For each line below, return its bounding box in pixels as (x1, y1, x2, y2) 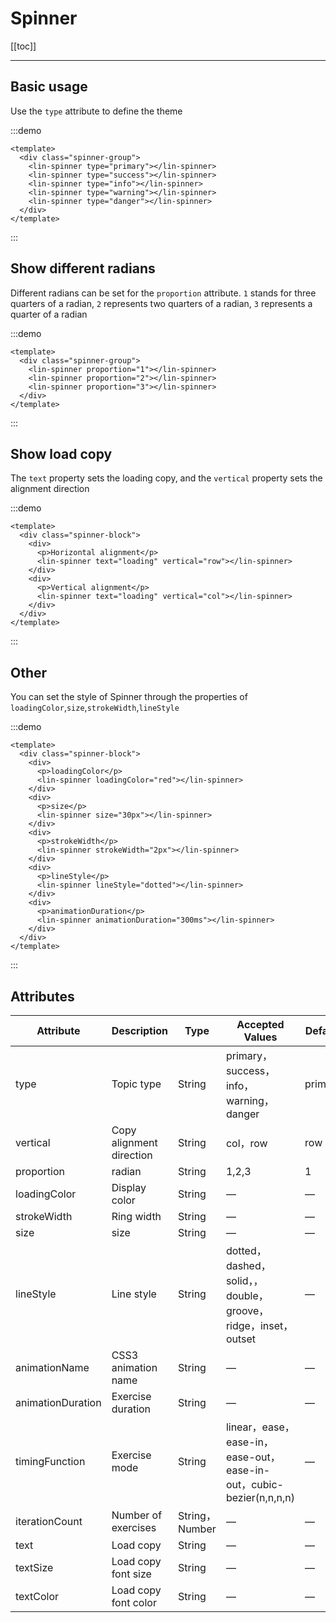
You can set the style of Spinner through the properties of (10, 691, 248, 703)
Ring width (111, 1210, 162, 1223)
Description (111, 1024, 169, 1037)
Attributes (10, 988, 75, 1005)
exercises (111, 1521, 157, 1534)
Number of (111, 1508, 163, 1522)
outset (225, 1332, 257, 1346)
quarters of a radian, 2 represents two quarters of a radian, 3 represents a (10, 297, 313, 309)
